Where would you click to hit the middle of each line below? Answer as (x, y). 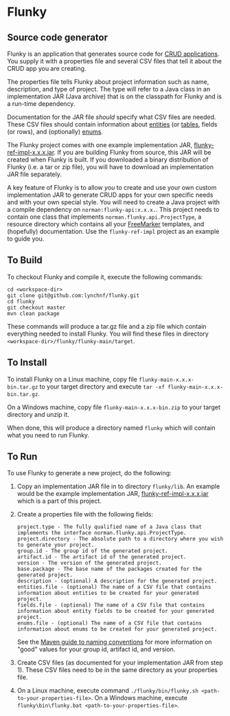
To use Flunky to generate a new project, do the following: (89, 473)
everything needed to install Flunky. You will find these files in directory (108, 334)
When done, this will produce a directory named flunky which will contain (111, 428)
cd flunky (21, 301)
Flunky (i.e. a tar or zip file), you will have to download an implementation (111, 167)
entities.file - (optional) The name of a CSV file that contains (114, 587)
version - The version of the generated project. (90, 563)
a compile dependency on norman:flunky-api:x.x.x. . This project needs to (113, 209)
